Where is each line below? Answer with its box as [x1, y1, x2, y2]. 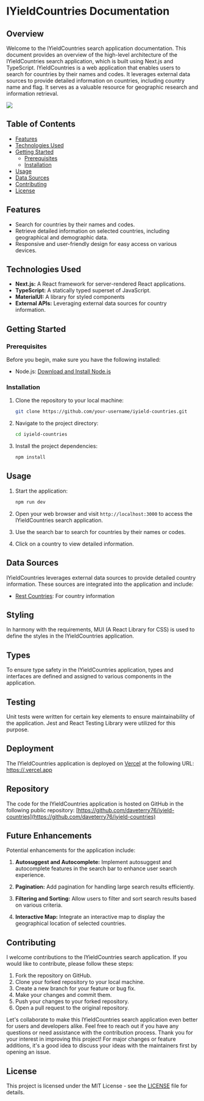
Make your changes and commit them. [15, 991, 112, 999]
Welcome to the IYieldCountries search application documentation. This [6, 44, 186, 52]
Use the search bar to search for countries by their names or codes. [15, 528, 186, 535]
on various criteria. [15, 901, 63, 909]
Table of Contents [6, 119, 76, 129]
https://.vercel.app [6, 766, 53, 773]
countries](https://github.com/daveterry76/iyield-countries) [6, 813, 157, 820]
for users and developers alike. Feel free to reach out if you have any [6, 1022, 179, 1030]
